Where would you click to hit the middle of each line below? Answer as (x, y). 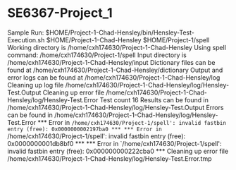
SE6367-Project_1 (60, 13)
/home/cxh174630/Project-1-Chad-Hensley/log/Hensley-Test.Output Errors (116, 107)
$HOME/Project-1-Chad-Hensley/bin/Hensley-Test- (120, 32)
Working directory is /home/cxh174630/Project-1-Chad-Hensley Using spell (117, 47)
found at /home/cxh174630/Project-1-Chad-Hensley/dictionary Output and (115, 70)
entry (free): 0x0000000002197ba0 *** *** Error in (85, 129)
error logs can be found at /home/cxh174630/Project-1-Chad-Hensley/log (114, 77)
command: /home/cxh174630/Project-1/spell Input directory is (97, 55)
